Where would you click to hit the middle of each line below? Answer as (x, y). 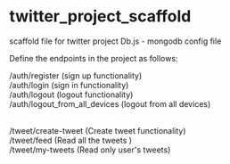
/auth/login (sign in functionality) (69, 85)
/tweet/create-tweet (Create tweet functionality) (98, 130)
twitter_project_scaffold (100, 16)
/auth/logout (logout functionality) (71, 94)
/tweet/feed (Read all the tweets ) (70, 140)
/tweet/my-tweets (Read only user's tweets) (90, 150)
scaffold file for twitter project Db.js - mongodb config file (115, 41)
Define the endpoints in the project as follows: (94, 58)
